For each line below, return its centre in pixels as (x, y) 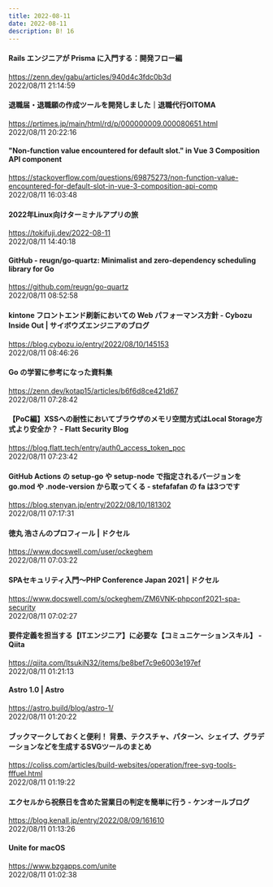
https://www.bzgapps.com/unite (63, 866)
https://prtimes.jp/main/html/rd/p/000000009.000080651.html (113, 124)
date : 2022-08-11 (38, 24)
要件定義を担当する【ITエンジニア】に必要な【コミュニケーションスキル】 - (135, 636)
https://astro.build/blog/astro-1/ (61, 708)
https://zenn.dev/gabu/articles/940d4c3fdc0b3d (90, 76)
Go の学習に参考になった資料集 (61, 372)
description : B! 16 (41, 31)
